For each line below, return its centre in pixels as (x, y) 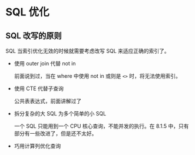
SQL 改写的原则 (34, 36)
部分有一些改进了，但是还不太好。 (55, 133)
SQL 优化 (27, 12)
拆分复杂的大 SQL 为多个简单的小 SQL (60, 113)
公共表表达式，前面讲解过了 (48, 101)
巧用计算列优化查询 (37, 146)
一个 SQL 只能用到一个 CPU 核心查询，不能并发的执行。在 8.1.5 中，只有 (101, 126)
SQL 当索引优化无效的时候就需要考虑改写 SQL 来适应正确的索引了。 (88, 51)
